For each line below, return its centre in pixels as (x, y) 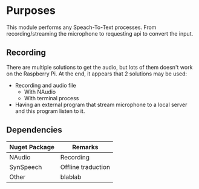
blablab (71, 177)
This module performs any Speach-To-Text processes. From (81, 27)
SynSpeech (26, 167)
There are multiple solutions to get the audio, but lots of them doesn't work (99, 67)
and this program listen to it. (50, 111)
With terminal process (51, 98)
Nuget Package (32, 147)
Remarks (85, 147)
